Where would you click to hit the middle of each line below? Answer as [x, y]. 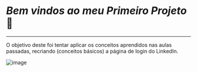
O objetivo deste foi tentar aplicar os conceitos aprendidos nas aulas [89, 44]
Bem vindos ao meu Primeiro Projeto [96, 11]
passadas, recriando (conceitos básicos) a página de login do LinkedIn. [92, 51]
